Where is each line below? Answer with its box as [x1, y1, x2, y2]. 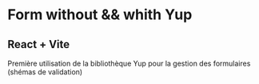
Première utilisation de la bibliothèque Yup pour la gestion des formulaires [7, 58, 251, 68]
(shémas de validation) [7, 67, 83, 77]
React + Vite [7, 38, 70, 51]
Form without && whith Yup [7, 6, 193, 24]
